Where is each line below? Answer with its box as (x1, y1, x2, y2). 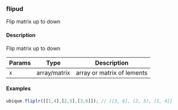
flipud (6, 5, 24, 13)
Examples (6, 85, 31, 92)
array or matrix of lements (75, 68, 148, 76)
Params (9, 58, 31, 66)
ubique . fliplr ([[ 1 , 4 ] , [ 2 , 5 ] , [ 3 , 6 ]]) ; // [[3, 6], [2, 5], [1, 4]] (6, 98, 173, 104)
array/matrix (36, 68, 71, 76)
